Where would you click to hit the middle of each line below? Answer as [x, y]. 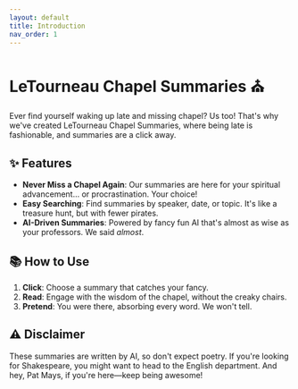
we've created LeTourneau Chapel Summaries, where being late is [131, 125]
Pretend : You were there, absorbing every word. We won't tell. [137, 306]
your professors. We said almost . [83, 233]
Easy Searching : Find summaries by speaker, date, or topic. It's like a [149, 204]
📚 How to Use [50, 262]
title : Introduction [48, 26]
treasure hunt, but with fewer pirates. [90, 213]
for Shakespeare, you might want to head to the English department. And [143, 365]
